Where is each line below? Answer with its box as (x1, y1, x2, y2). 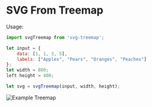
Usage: (6, 23, 24, 30)
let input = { (6, 45, 41, 51)
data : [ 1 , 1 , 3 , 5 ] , (17, 51, 67, 57)
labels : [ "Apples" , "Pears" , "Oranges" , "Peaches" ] (17, 56, 147, 62)
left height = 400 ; (6, 73, 54, 79)
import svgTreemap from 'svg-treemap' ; (6, 34, 105, 40)
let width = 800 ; (6, 67, 49, 73)
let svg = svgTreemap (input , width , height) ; (6, 83, 120, 89)
